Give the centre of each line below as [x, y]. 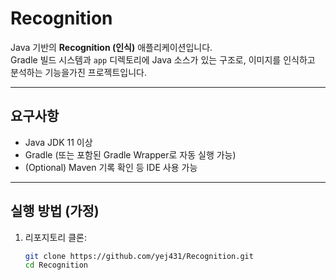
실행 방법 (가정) [55, 211]
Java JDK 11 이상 [58, 142]
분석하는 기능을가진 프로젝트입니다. [78, 72]
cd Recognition [56, 265]
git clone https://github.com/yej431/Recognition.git [139, 256]
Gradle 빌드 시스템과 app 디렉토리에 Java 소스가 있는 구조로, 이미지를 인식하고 [163, 59]
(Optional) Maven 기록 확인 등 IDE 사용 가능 [111, 167]
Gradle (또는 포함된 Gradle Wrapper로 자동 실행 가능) [130, 154]
